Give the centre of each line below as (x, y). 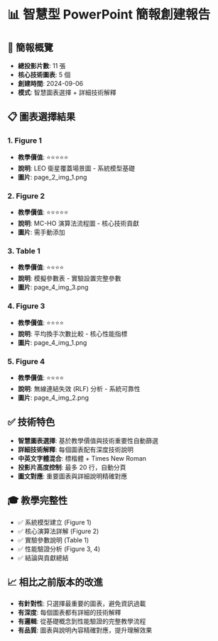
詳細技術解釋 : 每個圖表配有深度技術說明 (75, 449)
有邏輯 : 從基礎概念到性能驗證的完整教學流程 (82, 621)
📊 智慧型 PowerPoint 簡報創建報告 (109, 15)
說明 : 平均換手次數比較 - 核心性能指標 (72, 334)
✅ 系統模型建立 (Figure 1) (55, 522)
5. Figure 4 (26, 361)
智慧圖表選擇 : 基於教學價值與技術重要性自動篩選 (88, 440)
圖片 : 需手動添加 (41, 232)
